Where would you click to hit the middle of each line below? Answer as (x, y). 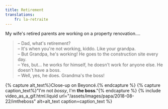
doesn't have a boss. (39, 70)
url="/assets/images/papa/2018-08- (97, 96)
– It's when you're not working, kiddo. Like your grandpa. (76, 49)
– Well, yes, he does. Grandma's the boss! (61, 76)
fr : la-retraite (31, 19)
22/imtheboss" (21, 101)
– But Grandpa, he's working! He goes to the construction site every (88, 54)
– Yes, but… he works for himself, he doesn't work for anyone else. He (90, 65)
